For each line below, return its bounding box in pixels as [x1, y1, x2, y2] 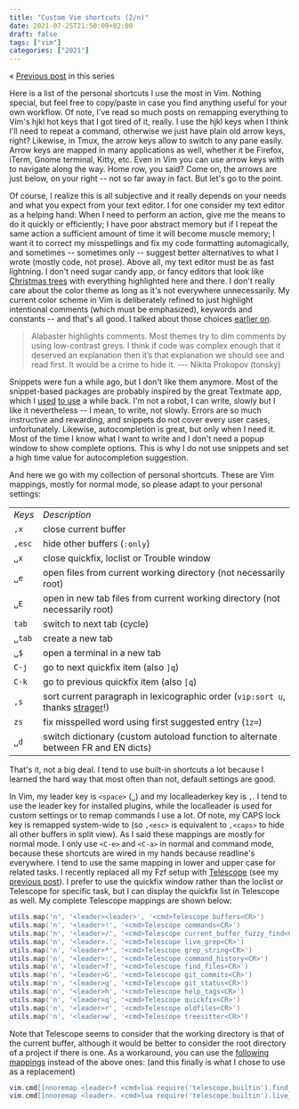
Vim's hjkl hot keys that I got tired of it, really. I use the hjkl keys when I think [9, 117, 289, 127]
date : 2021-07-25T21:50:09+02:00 [9, 21, 133, 30]
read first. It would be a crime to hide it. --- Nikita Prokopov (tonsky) [30, 359, 281, 370]
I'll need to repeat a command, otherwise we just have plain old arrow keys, [9, 126, 287, 136]
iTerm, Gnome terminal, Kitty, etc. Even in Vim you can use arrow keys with [9, 154, 285, 165]
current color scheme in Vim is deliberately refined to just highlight [9, 295, 254, 306]
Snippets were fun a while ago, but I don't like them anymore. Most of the [9, 376, 279, 388]
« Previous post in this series [9, 70, 116, 81]
